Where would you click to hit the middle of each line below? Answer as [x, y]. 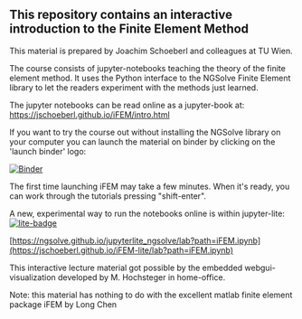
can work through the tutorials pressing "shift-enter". [108, 196]
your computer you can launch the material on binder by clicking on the [142, 141]
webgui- [260, 267]
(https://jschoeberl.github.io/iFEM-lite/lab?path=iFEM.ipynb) [121, 250]
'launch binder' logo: [48, 151]
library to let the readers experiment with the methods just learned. [134, 87]
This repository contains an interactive [121, 15]
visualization [33, 277]
